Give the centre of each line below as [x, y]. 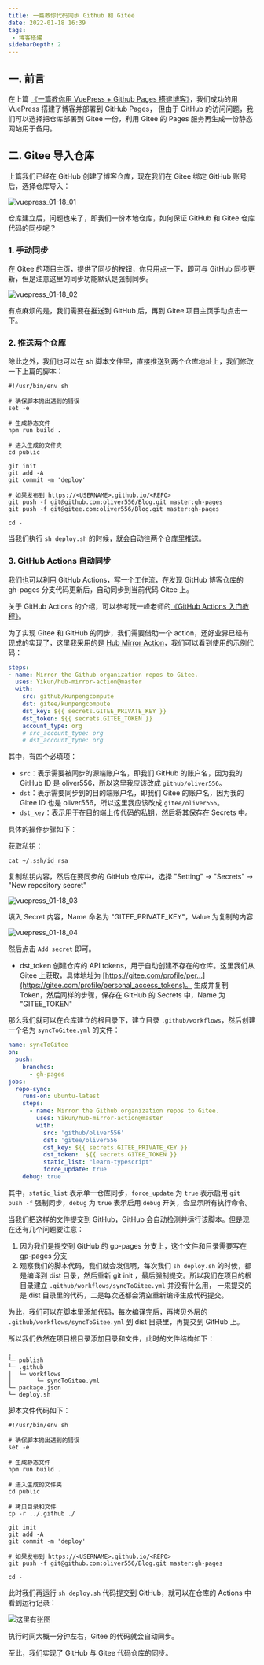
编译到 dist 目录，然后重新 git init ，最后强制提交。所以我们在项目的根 [139, 1275]
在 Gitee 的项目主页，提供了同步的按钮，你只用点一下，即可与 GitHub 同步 [128, 269]
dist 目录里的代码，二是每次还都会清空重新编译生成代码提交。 [128, 1295]
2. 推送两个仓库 [37, 342]
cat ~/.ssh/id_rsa [38, 861]
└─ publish [26, 1360]
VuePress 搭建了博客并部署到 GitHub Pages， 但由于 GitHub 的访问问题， [127, 109]
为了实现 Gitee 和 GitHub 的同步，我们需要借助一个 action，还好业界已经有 [129, 633]
